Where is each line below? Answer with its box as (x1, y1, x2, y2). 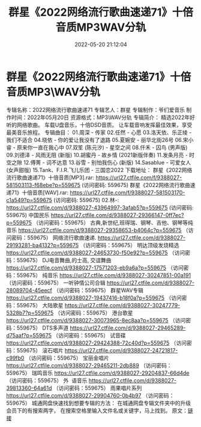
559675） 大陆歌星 (16, 301, 64, 309)
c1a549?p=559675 (6, 196, 53, 203)
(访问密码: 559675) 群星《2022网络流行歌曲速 (82, 181, 196, 188)
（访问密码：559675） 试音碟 (53, 331, 126, 339)
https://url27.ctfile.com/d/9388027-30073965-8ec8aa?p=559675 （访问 (6, 316, 186, 324)
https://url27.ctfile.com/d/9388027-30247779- (64, 301, 181, 309)
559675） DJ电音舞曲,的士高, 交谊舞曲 (16, 256, 112, 263)
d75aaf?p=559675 (6, 331, 52, 339)
